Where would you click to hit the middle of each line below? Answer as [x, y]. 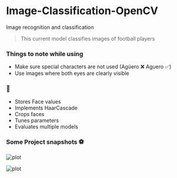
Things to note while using [45, 54]
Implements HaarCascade [46, 108]
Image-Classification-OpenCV [82, 11]
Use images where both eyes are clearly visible [72, 73]
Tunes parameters [37, 120]
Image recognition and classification [50, 27]
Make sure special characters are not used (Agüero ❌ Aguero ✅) [93, 67]
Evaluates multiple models [46, 126]
